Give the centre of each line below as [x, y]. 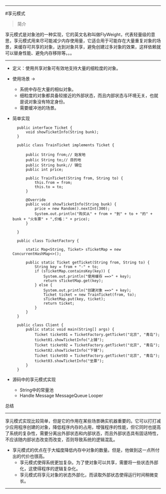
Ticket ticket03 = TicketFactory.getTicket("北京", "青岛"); [97, 356]
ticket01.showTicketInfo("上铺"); [69, 340]
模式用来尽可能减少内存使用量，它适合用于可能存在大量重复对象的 [89, 41]
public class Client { [40, 325]
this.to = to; [49, 187]
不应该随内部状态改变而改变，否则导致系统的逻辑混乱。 [61, 439]
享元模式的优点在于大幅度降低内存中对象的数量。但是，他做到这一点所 [84, 450]
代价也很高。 [34, 456]
